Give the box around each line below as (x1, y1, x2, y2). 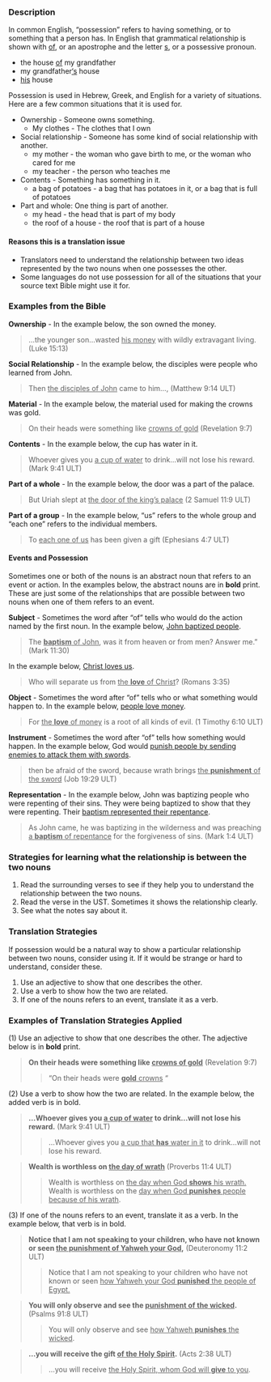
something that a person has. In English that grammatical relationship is (8, 33, 247, 43)
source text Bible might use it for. (19, 280, 131, 290)
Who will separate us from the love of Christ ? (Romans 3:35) (28, 677, 231, 687)
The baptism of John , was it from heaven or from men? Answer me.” (28, 637, 258, 646)
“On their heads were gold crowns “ (48, 1073, 168, 1082)
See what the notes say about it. (19, 906, 128, 916)
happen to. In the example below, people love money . (8, 701, 186, 711)
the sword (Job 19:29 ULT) (28, 774, 117, 784)
